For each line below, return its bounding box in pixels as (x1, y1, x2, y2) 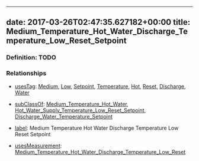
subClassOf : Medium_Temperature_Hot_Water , (14, 100, 129, 107)
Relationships (6, 69, 47, 77)
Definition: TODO (6, 54, 56, 62)
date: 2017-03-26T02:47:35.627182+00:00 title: (6, 17, 191, 27)
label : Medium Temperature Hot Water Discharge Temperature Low (14, 124, 179, 132)
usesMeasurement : (14, 142, 62, 149)
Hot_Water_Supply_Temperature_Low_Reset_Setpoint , (14, 107, 146, 114)
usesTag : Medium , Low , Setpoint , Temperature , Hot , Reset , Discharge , (14, 83, 186, 90)
